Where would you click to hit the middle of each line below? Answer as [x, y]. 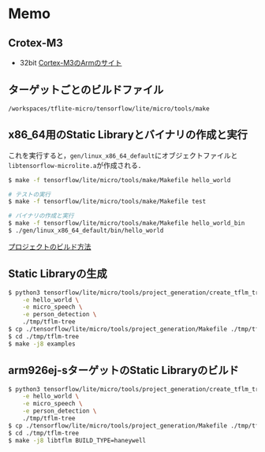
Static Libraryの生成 [58, 274]
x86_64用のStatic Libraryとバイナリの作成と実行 [128, 135]
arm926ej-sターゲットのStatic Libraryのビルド [123, 370]
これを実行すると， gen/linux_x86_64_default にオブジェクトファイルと [123, 155]
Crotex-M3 [35, 43]
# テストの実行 [30, 194]
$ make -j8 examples [42, 344]
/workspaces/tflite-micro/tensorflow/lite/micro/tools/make [109, 108]
